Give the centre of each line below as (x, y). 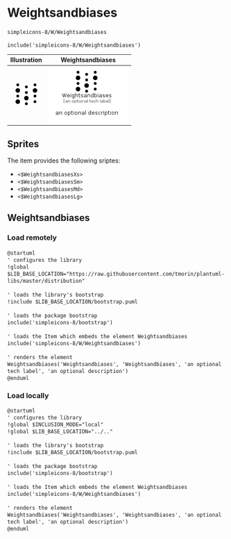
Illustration (26, 60)
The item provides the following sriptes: (64, 160)
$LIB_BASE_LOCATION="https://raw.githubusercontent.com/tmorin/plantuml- (116, 274)
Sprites (23, 144)
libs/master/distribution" (46, 281)
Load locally (28, 395)
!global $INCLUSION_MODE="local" (55, 424)
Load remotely (32, 238)
